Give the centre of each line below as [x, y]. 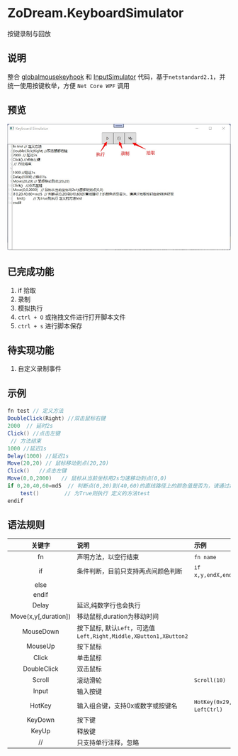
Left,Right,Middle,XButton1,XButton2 [132, 636]
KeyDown [41, 720]
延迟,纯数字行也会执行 [109, 605]
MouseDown [41, 631]
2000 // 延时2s [30, 426]
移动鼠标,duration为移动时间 [118, 617]
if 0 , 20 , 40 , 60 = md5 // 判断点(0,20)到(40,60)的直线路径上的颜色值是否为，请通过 [118, 486]
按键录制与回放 [29, 33]
